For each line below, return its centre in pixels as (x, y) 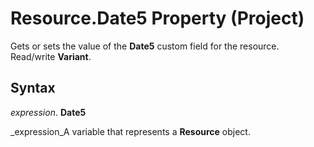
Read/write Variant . (51, 56)
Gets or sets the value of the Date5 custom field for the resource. (145, 46)
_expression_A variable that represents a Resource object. (130, 131)
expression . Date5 (48, 112)
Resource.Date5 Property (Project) (157, 18)
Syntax (33, 88)
